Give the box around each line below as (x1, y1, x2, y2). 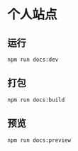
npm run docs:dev (7, 56, 59, 63)
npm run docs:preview (7, 136, 72, 144)
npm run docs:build (7, 96, 65, 104)
